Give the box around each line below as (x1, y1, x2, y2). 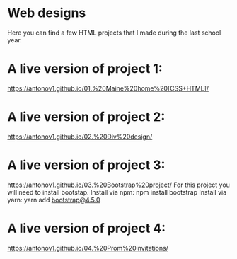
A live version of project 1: (7, 61, 163, 77)
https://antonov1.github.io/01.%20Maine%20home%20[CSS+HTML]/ (7, 84, 209, 93)
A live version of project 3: (7, 157, 166, 173)
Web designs (7, 5, 86, 21)
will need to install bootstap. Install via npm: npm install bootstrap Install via (7, 188, 227, 196)
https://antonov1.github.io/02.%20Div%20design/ (7, 132, 153, 141)
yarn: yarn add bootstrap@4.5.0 (7, 195, 100, 204)
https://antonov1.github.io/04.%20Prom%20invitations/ (7, 243, 168, 252)
